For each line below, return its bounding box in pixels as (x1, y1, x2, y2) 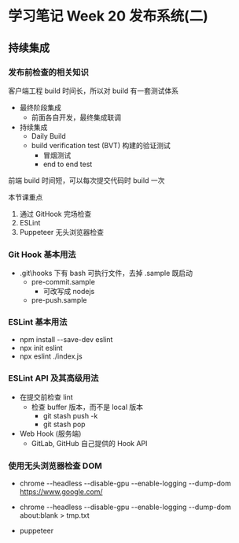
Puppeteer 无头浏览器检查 (19, 227, 105, 236)
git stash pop (42, 419, 86, 429)
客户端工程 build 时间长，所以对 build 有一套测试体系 (8, 86, 179, 95)
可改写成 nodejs (42, 287, 95, 296)
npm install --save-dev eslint (19, 335, 113, 344)
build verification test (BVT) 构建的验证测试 (31, 140, 171, 150)
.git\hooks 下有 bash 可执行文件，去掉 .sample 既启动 (19, 269, 193, 278)
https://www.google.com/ (19, 487, 103, 497)
